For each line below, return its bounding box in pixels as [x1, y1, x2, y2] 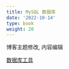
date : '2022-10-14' [6, 15, 56, 21]
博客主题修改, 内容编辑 [6, 43, 63, 51]
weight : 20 [6, 26, 34, 32]
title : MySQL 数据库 [6, 9, 56, 15]
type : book [6, 20, 34, 26]
